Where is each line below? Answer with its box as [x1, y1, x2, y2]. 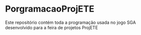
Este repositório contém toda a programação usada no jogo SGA [5, 19, 136, 25]
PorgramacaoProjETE [5, 3, 95, 15]
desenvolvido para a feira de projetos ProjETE [5, 24, 98, 30]
